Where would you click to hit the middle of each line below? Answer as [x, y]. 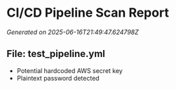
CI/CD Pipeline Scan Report [88, 13]
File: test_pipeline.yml [56, 54]
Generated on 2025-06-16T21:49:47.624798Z [73, 32]
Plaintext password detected [58, 78]
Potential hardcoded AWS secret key [70, 70]
